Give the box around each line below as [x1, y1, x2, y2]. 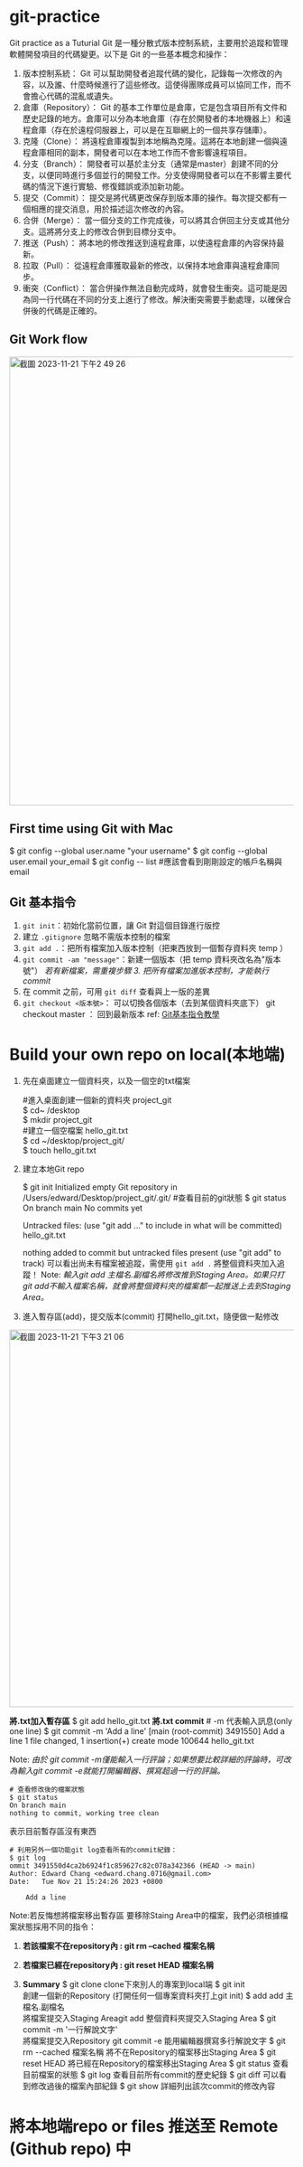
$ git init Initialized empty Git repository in [22, 1182, 178, 1192]
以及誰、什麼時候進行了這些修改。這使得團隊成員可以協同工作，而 [38, 79, 284, 90]
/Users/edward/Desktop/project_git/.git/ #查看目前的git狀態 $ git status [22, 1192, 287, 1203]
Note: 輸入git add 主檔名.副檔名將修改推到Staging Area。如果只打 [40, 1269, 285, 1280]
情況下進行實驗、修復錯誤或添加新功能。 [38, 181, 189, 192]
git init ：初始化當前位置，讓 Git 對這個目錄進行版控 [22, 920, 221, 931]
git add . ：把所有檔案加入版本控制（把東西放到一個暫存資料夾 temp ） [22, 943, 289, 954]
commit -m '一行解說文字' [22, 2024, 118, 2035]
